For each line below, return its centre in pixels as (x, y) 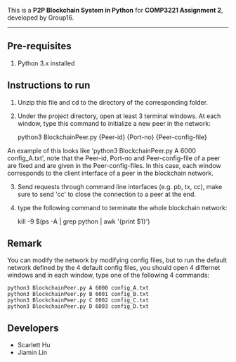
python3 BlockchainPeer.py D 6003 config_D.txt (78, 306)
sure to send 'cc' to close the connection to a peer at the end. (107, 194)
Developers (33, 328)
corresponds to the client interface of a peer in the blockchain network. (111, 173)
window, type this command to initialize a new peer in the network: (114, 123)
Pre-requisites (39, 46)
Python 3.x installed (46, 63)
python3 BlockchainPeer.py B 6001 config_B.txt (78, 295)
